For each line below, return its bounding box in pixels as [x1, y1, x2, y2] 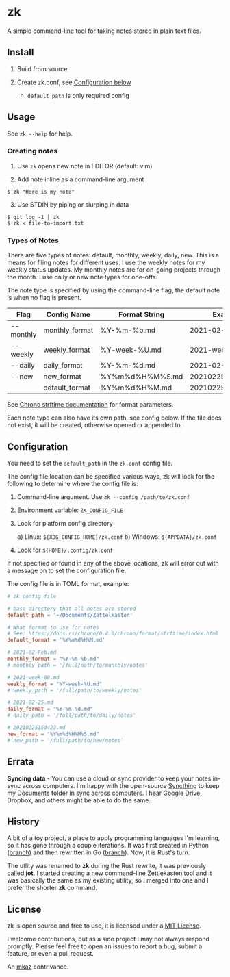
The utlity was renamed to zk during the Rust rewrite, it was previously [7, 862, 207, 870]
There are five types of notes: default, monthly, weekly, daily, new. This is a [7, 251, 219, 259]
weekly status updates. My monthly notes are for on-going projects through [7, 266, 221, 274]
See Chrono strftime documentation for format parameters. [7, 401, 174, 409]
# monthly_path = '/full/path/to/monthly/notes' [7, 661, 149, 668]
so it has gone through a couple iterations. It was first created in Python [7, 841, 209, 850]
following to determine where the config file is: [7, 479, 138, 487]
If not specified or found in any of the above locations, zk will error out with [7, 559, 219, 567]
